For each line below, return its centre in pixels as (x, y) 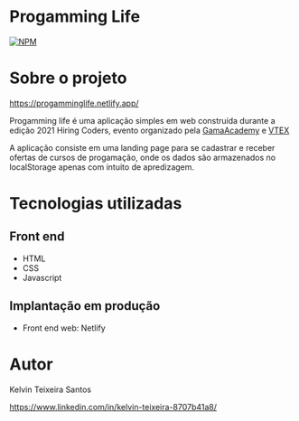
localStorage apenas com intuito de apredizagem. (102, 167)
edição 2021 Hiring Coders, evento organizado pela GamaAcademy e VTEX (149, 130)
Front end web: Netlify (64, 328)
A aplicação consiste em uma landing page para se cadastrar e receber (142, 147)
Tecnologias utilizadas (96, 204)
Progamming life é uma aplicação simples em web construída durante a (142, 120)
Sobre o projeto (68, 78)
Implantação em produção (85, 306)
